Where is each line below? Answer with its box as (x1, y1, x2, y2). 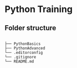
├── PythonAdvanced (4, 46, 45, 51)
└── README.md (4, 59, 34, 64)
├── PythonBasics (4, 41, 41, 46)
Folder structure (4, 24, 56, 32)
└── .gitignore (4, 54, 36, 59)
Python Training (4, 4, 73, 15)
